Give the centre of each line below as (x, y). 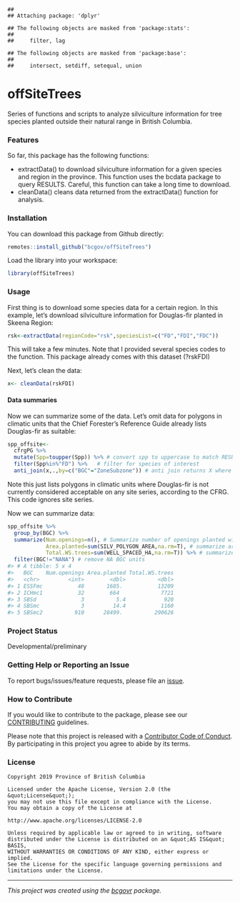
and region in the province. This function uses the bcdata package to (119, 177)
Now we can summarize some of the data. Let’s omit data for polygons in (115, 416)
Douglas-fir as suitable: (42, 431)
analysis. (31, 200)
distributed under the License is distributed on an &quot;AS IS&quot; (116, 840)
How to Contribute (40, 699)
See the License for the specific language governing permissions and (115, 865)
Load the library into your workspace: (62, 261)
